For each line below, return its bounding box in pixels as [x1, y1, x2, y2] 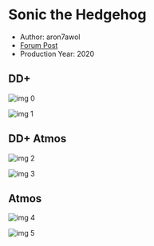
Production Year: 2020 [19, 49, 95, 58]
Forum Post [19, 40, 58, 50]
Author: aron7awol [19, 32, 81, 42]
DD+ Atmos [8, 132, 67, 145]
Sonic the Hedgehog [8, 6, 147, 24]
